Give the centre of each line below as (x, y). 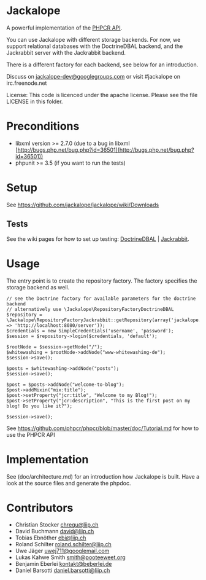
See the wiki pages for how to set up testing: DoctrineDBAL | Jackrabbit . (98, 239)
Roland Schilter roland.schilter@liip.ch (63, 544)
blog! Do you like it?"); (39, 406)
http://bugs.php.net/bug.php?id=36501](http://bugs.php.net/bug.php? (106, 150)
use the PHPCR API (31, 434)
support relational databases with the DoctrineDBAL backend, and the (95, 46)
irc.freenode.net (27, 83)
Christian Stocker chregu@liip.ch (57, 525)
